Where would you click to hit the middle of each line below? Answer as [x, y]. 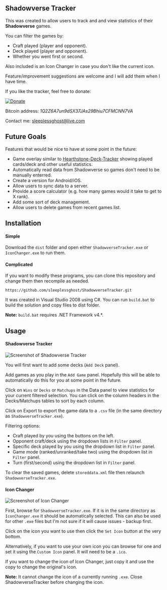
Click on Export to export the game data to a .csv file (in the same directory [84, 411]
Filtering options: [23, 426]
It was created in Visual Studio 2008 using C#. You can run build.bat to [80, 300]
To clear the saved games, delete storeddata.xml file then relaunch [75, 473]
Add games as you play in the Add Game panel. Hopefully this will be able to [83, 375]
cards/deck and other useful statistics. [52, 164]
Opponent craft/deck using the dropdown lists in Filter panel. [77, 441]
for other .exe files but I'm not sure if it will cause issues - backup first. [79, 522]
